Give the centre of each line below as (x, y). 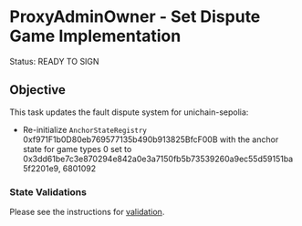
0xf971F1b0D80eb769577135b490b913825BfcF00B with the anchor (151, 139)
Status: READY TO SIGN (54, 61)
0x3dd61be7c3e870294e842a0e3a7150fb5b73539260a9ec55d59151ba (158, 159)
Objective (38, 90)
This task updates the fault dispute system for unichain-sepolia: (129, 112)
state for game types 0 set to (77, 149)
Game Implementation (95, 36)
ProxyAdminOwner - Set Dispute (135, 17)
